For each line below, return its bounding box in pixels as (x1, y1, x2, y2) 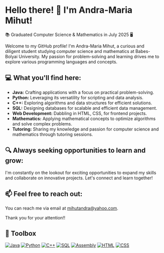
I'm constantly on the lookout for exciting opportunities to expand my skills (5, 169, 157, 175)
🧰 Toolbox (5, 229, 36, 238)
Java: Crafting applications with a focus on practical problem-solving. (12, 89, 154, 95)
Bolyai (5, 53, 18, 59)
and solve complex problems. (12, 121, 72, 126)
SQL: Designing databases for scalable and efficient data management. (12, 105, 158, 111)
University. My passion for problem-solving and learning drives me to (19, 53, 160, 59)
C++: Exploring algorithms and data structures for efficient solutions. (12, 100, 153, 106)
